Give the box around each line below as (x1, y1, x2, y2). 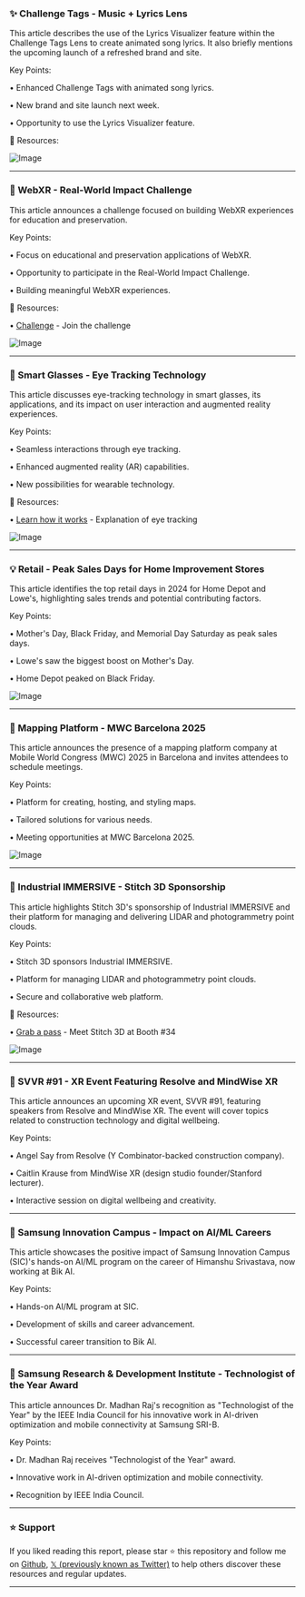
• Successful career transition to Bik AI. (9, 1336, 157, 1347)
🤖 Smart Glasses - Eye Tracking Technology (9, 369, 207, 381)
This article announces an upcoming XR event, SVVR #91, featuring (9, 1096, 261, 1107)
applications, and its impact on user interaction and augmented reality (9, 399, 271, 409)
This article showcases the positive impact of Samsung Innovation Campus (9, 1247, 290, 1257)
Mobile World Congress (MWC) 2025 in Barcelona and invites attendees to (9, 752, 289, 763)
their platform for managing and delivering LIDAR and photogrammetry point (9, 911, 295, 922)
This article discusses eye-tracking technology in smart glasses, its (9, 389, 261, 399)
